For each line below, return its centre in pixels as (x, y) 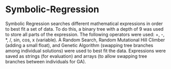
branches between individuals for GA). (46, 61)
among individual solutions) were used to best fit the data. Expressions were (86, 51)
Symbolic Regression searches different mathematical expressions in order (84, 24)
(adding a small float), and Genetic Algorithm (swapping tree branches (79, 45)
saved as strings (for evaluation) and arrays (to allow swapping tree (76, 56)
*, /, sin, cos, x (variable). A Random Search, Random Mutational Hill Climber (85, 40)
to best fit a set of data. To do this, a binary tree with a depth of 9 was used (84, 29)
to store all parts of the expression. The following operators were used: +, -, (85, 34)
